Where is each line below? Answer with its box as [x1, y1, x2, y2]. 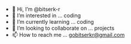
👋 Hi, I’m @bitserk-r [11, 6, 60, 12]
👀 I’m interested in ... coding [11, 12, 81, 19]
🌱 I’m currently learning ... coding [11, 18, 95, 25]
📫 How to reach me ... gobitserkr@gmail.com [11, 32, 125, 38]
